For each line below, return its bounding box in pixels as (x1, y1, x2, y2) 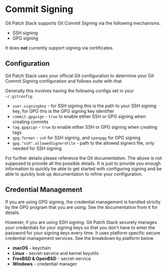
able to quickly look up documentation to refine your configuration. (5, 171, 143, 177)
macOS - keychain (12, 244, 51, 251)
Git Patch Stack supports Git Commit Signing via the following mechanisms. (5, 20, 161, 26)
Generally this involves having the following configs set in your (5, 88, 134, 94)
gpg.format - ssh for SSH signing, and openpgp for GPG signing (12, 134, 141, 141)
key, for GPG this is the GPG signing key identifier (12, 108, 114, 114)
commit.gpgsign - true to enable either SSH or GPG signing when (12, 113, 146, 119)
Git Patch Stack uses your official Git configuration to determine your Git (5, 73, 154, 79)
